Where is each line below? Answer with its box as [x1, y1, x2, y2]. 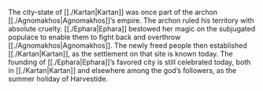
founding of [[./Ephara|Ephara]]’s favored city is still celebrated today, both [8, 57, 251, 67]
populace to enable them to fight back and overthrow [8, 32, 181, 42]
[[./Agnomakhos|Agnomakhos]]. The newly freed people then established [8, 41, 247, 50]
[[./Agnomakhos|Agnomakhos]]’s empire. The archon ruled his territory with [8, 16, 254, 25]
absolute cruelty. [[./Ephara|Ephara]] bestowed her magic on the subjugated [8, 24, 256, 33]
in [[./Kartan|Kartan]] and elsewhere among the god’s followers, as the [8, 66, 237, 75]
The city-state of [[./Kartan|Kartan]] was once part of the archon [8, 8, 218, 16]
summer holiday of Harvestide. [8, 75, 109, 83]
